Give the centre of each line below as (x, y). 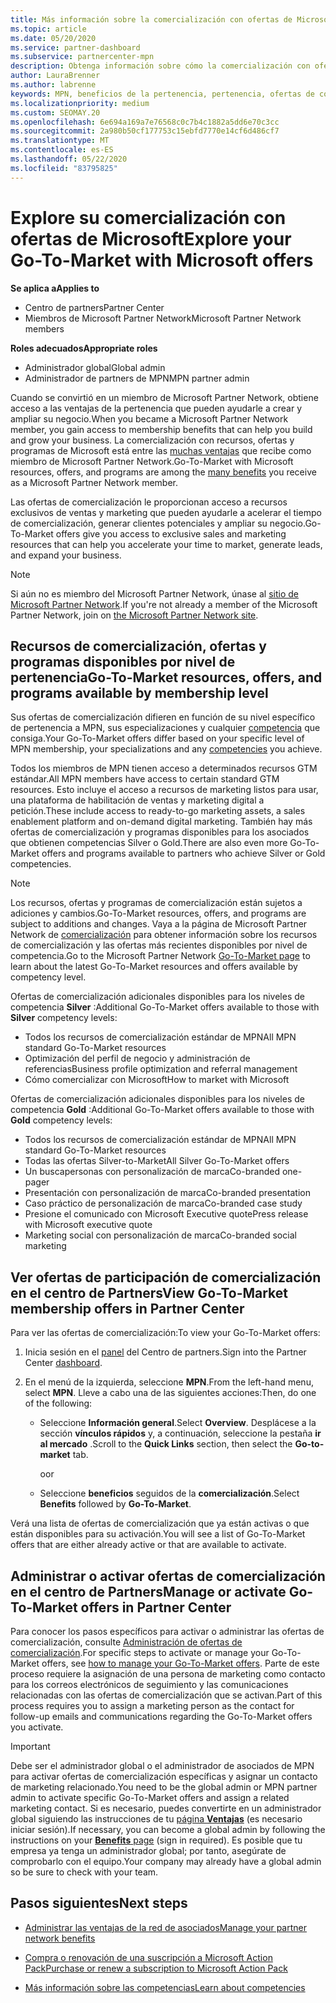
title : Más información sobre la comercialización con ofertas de (151, 19)
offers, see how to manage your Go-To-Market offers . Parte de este (180, 1663)
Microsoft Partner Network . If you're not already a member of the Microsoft (164, 604)
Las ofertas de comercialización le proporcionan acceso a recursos (149, 502)
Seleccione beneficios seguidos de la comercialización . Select (169, 1493)
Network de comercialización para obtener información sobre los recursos (164, 935)
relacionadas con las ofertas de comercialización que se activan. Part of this (166, 1695)
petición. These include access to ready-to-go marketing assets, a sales (158, 811)
